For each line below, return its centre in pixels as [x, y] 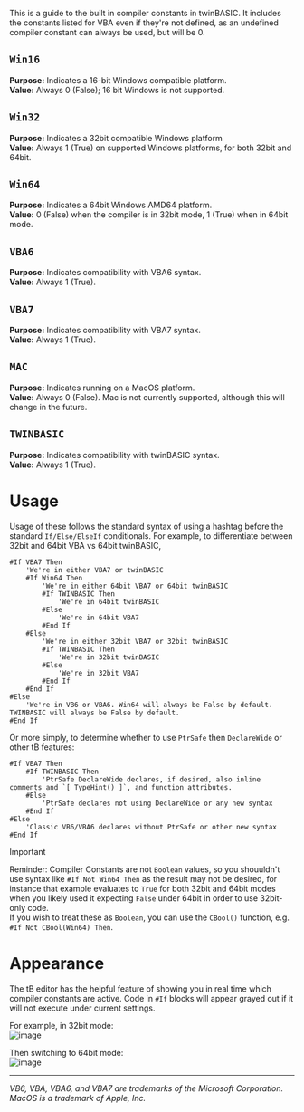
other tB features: [42, 747]
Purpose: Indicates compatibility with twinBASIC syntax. [114, 455]
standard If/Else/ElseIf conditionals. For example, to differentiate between [151, 536]
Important [28, 851]
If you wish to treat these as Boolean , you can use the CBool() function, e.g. [149, 917]
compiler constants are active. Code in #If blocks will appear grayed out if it [152, 998]
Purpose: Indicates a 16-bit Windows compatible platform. [119, 80]
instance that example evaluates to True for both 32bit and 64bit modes [142, 888]
